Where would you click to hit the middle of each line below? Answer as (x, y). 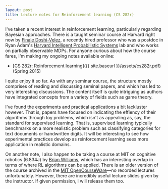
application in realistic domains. (38, 144)
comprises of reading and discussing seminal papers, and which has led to (83, 86)
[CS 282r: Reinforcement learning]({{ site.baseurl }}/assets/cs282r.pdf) (87, 66)
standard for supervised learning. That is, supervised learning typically (79, 123)
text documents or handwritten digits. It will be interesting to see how (77, 133)
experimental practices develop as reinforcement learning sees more (77, 139)
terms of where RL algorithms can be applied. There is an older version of (82, 165)
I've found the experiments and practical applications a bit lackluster (76, 107)
